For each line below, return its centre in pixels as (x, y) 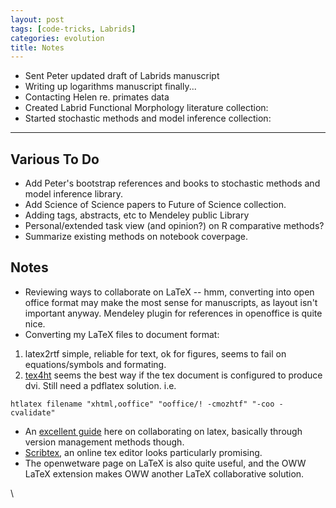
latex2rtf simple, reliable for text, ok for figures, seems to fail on (155, 353)
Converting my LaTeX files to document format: (122, 334)
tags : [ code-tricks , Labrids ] (73, 29)
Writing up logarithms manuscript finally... (110, 87)
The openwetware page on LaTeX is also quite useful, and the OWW (165, 463)
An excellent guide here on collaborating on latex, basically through (163, 431)
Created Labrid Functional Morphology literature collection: (146, 108)
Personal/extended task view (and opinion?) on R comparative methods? (174, 226)
